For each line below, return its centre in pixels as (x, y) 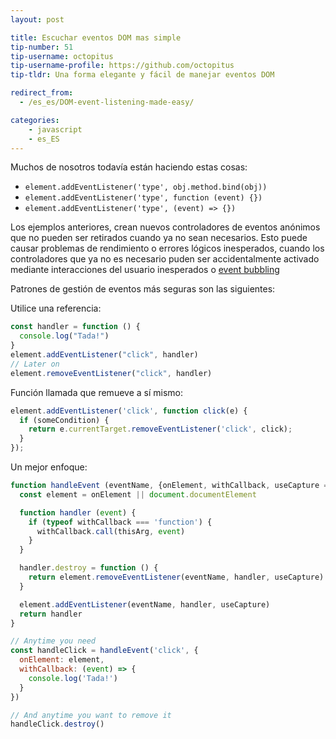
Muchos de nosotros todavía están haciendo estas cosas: (129, 167)
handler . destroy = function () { (89, 568)
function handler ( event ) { (78, 512)
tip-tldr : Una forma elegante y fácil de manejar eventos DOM (142, 75)
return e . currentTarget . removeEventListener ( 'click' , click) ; (160, 429)
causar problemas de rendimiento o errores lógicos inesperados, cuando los (167, 248)
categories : (35, 120)
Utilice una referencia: (56, 308)
